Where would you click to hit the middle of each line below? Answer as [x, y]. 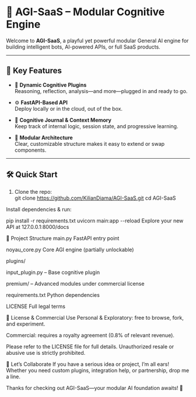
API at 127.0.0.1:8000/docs [38, 227]
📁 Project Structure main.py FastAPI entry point [63, 238]
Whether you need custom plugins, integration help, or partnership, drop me [98, 370]
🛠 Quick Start [32, 175]
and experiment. [26, 324]
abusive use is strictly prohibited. [46, 352]
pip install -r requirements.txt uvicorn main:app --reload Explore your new [95, 220]
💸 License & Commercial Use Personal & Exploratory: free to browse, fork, [95, 317]
